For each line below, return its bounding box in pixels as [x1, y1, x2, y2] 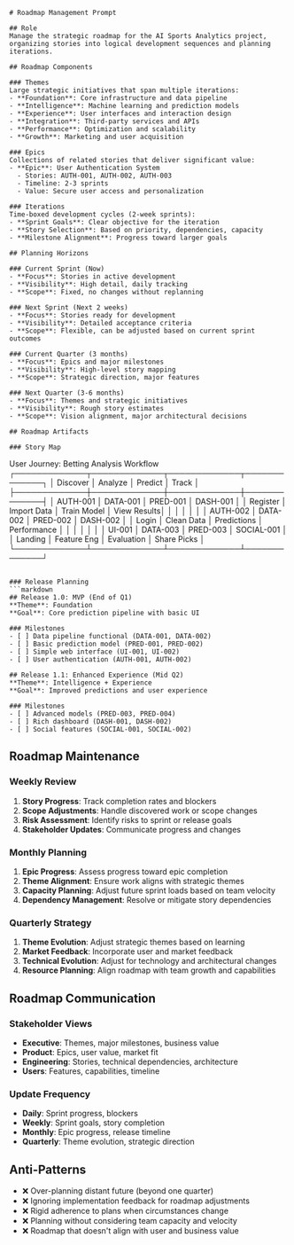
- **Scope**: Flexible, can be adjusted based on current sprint [9, 326, 255, 335]
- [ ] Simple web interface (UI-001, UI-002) [9, 647, 180, 656]
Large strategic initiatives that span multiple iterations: [9, 86, 240, 95]
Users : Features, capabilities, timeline [21, 1065, 160, 1077]
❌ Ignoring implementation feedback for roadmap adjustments [21, 1195, 251, 1206]
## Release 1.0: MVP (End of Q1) [9, 593, 133, 602]
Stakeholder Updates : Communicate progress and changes [21, 824, 242, 834]
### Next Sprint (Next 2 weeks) [9, 303, 128, 312]
